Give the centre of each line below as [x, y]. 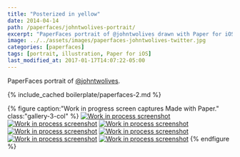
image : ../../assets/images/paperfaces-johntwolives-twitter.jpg [106, 41]
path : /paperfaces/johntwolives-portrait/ [71, 27]
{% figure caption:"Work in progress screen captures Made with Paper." [113, 108]
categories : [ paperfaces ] [46, 47]
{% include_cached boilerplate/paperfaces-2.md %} [85, 94]
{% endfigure [210, 138]
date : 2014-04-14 [33, 21]
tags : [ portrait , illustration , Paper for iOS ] [80, 54]
